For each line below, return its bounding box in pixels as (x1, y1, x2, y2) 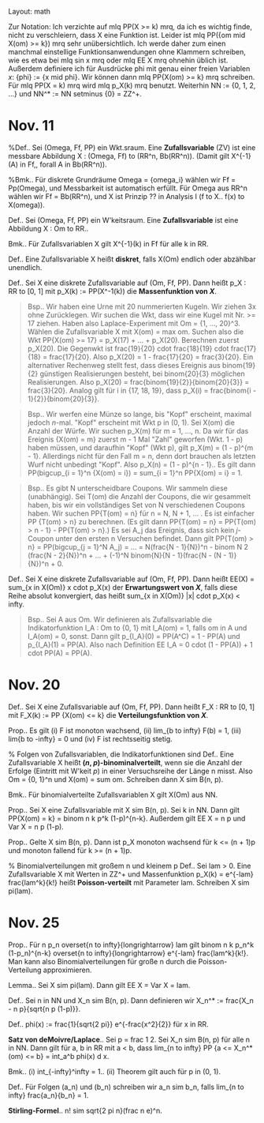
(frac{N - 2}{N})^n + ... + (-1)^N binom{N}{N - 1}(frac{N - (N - (27, 550, 227, 560)
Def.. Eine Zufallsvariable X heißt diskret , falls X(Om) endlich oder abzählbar (8, 254, 256, 264)
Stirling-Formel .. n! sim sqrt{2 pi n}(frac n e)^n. (8, 1106, 163, 1115)
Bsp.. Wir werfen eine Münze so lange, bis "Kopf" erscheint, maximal (27, 409, 252, 419)
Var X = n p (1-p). (8, 821, 65, 832)
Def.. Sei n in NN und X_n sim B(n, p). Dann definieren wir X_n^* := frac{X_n (8, 995, 255, 1005)
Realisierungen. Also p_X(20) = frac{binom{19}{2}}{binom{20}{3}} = (27, 377, 250, 386)
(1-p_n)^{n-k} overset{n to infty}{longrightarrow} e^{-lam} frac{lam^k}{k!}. (8, 948, 249, 958)
